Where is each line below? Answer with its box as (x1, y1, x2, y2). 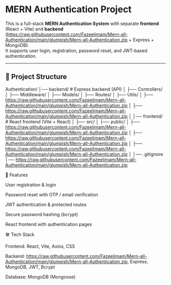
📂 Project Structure (5, 72, 67, 81)
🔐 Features (5, 172, 28, 178)
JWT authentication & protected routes (5, 201, 87, 208)
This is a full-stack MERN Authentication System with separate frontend (5, 20, 159, 27)
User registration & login (5, 182, 56, 188)
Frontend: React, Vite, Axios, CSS (5, 243, 75, 249)
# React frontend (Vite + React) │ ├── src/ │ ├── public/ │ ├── (5, 118, 140, 124)
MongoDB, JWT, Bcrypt (5, 264, 55, 270)
